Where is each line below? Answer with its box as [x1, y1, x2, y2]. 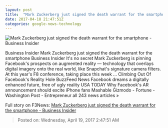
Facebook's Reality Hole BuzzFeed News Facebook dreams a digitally [5, 76, 149, 82]
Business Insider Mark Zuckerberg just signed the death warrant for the [5, 50, 152, 56]
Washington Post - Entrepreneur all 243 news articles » [5, 92, 119, 98]
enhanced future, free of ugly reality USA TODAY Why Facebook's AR [5, 82, 149, 88]
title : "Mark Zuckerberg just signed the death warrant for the [5, 12, 144, 17]
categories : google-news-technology [5, 21, 81, 26]
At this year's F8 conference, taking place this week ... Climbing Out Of [5, 71, 151, 77]
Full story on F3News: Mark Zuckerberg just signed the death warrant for [5, 102, 156, 108]
